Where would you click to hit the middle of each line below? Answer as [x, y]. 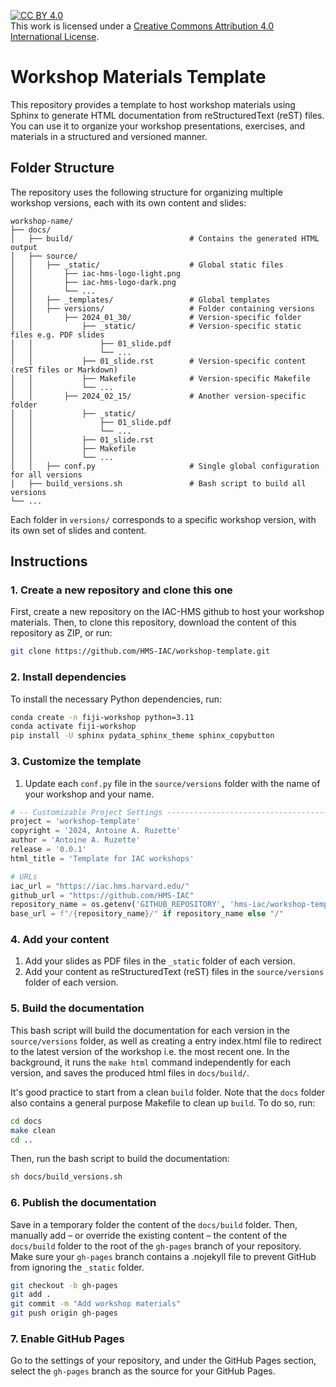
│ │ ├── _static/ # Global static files [147, 265]
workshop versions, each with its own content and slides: [128, 202]
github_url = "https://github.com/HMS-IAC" [102, 895]
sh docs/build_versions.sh [66, 1177]
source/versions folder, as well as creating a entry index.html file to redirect [166, 1041]
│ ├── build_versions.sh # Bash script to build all [158, 483]
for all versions [46, 475]
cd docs [26, 1121]
